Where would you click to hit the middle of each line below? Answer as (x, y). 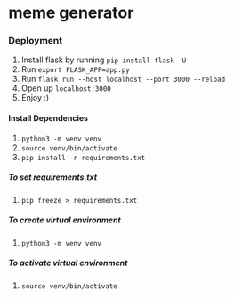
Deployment (36, 41)
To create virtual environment (65, 220)
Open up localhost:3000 (66, 88)
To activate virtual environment (68, 263)
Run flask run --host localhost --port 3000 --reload (123, 79)
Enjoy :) (35, 98)
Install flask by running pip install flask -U (104, 60)
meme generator (71, 13)
